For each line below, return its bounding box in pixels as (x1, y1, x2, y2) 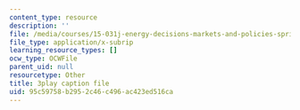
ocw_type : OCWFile (9, 54, 78, 63)
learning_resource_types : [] (9, 46, 118, 55)
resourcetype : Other (9, 71, 87, 80)
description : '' (9, 21, 70, 30)
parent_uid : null (9, 63, 74, 72)
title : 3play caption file (9, 79, 110, 88)
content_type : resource (9, 12, 98, 22)
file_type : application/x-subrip (9, 37, 134, 47)
